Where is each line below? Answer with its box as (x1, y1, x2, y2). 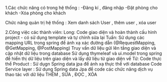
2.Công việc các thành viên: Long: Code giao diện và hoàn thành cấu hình (5, 29, 157, 35)
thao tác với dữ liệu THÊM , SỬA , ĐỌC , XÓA (5, 72, 97, 77)
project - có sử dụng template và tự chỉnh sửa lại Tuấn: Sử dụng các (5, 35, 145, 40)
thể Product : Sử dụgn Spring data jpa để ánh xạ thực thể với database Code (5, 61, 162, 67)
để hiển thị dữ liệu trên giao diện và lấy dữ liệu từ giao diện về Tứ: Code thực (5, 56, 162, 62)
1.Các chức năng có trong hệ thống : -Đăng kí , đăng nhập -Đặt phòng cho (5, 5, 158, 10)
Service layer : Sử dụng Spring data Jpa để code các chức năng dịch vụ (5, 66, 153, 72)
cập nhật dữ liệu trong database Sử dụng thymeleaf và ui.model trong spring (5, 50, 162, 56)
